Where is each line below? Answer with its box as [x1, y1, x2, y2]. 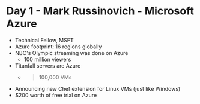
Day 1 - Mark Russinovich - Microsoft [6, 4, 194, 18]
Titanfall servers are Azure [14, 62, 81, 69]
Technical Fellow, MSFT [14, 36, 74, 44]
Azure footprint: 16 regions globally [14, 43, 102, 50]
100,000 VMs [38, 74, 72, 81]
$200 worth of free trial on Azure [14, 91, 97, 99]
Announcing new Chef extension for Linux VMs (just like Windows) [14, 85, 181, 92]
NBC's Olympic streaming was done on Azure [14, 49, 129, 56]
